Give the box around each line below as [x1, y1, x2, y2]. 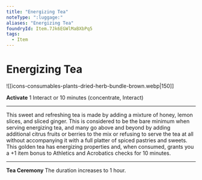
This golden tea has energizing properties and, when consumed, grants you [6, 143, 194, 150]
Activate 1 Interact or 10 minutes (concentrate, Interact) [6, 94, 144, 101]
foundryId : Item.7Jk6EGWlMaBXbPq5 [6, 25, 93, 32]
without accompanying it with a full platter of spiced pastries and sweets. [6, 136, 188, 144]
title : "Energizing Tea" [6, 8, 69, 15]
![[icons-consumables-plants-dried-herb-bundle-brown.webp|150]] [6, 82, 174, 89]
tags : [6, 31, 20, 37]
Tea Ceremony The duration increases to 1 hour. [6, 166, 126, 174]
